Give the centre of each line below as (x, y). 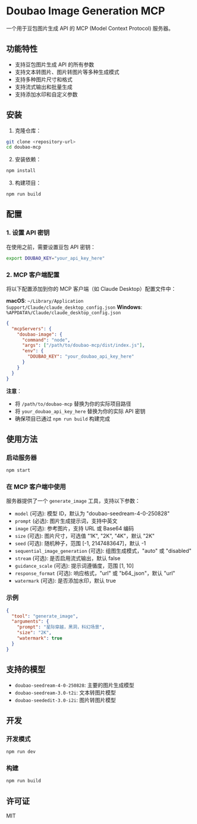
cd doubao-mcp (24, 147)
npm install (21, 171)
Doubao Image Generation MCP (86, 11)
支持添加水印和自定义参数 (46, 94)
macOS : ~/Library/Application (45, 300)
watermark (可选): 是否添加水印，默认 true (65, 581)
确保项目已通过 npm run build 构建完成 (62, 419)
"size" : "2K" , (34, 633)
